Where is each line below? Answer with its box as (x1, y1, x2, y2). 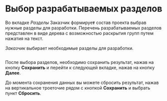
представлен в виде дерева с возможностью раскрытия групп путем (5, 30, 154, 36)
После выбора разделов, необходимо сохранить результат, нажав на (5, 59, 154, 65)
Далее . (5, 69, 21, 75)
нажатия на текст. (5, 35, 43, 41)
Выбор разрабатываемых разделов (5, 3, 163, 14)
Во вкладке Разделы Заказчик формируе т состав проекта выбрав (5, 19, 147, 25)
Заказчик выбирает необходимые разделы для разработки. (5, 45, 134, 51)
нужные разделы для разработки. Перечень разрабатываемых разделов (5, 24, 162, 30)
